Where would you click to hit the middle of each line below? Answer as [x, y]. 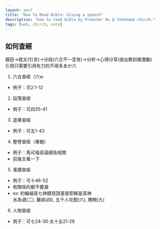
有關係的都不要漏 [30, 187]
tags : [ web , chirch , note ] [34, 24]
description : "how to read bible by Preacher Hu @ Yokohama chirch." [81, 19]
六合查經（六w [28, 77]
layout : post [19, 10]
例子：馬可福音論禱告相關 [39, 152]
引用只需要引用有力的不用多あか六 [41, 66]
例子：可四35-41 [30, 109]
